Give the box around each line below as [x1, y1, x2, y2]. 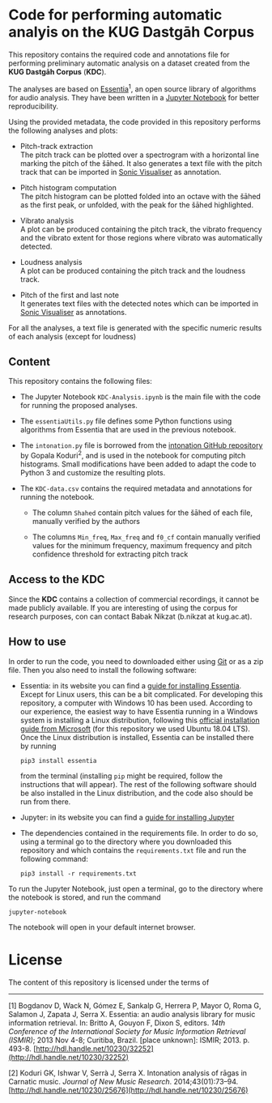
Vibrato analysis [19, 215, 74, 225]
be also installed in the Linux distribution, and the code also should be [19, 788, 253, 798]
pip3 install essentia [19, 756, 97, 764]
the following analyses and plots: [8, 126, 118, 135]
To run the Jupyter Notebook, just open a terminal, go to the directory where [8, 884, 264, 893]
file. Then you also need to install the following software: [8, 665, 197, 675]
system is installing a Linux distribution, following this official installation [19, 715, 261, 725]
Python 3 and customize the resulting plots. [19, 468, 166, 478]
